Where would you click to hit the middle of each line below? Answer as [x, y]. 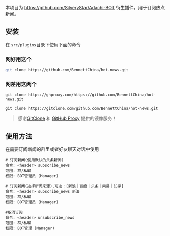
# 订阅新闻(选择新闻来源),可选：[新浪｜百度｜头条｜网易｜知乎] [64, 186]
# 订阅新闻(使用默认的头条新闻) [35, 160]
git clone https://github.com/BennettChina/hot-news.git [67, 70]
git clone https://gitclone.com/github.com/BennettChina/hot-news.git [82, 109]
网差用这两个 [21, 84]
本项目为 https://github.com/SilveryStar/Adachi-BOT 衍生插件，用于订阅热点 [85, 7]
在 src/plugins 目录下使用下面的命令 [43, 44]
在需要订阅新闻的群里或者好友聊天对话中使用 [52, 149]
